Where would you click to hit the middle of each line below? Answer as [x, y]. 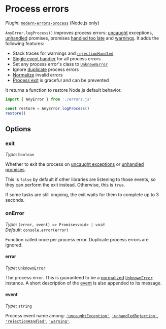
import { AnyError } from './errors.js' [49, 99]
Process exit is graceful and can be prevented [61, 80]
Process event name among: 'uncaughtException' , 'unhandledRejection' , [82, 315]
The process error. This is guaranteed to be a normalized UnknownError [79, 277]
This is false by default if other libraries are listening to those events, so [80, 179]
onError [15, 213]
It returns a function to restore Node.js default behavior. [63, 90]
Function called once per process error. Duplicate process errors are [77, 239]
